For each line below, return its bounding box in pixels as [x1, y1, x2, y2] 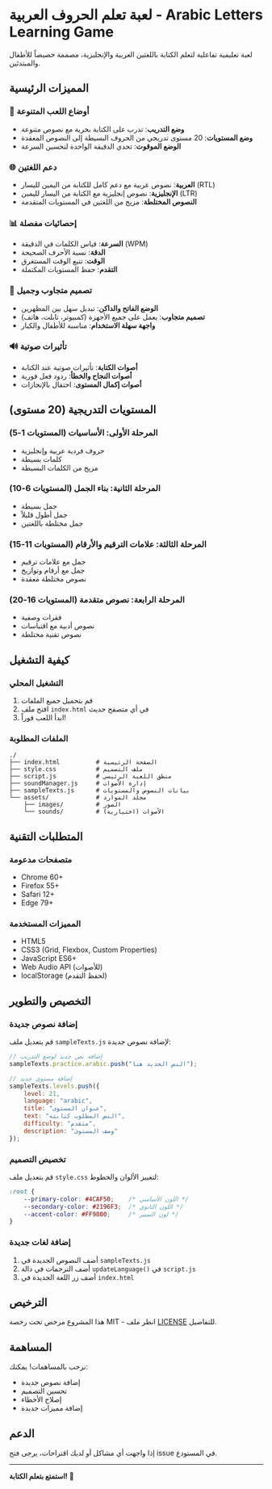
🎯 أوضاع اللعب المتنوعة [9, 106, 90, 117]
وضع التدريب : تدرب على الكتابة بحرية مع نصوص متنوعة [20, 124, 185, 134]
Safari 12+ [20, 890, 55, 900]
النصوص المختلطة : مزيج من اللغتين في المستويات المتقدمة [20, 196, 197, 207]
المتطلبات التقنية [9, 829, 83, 843]
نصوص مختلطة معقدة [20, 574, 87, 584]
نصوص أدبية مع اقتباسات [20, 621, 95, 631]
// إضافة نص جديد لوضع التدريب [9, 1052, 103, 1061]
